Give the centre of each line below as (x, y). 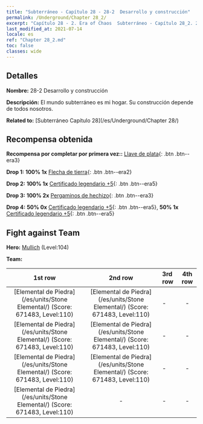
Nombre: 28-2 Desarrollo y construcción (57, 90)
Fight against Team (43, 233)
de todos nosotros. (30, 108)
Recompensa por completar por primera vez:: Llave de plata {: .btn (90, 154)
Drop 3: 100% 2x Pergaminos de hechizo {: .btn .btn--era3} (80, 196)
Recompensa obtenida (50, 139)
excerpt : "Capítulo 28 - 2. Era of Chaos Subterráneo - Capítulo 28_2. (100, 23)
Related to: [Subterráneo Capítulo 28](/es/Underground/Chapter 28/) (93, 120)
